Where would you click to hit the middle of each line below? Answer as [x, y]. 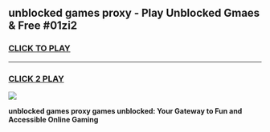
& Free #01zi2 [43, 26]
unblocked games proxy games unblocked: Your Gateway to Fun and [125, 110]
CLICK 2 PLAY [36, 78]
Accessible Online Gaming [53, 119]
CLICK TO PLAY [39, 49]
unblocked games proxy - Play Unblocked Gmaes [134, 13]
